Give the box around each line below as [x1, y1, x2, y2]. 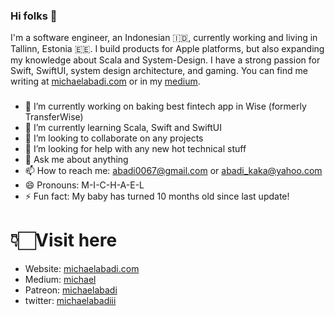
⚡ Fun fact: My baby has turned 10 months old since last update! [24, 190, 290, 203]
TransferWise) [24, 111, 84, 123]
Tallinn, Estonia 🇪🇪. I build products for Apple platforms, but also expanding [10, 43, 325, 55]
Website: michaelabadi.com [24, 263, 140, 275]
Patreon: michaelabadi [24, 284, 118, 296]
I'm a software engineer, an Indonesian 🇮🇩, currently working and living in [10, 32, 318, 44]
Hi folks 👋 [10, 9, 58, 23]
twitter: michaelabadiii [24, 295, 117, 307]
